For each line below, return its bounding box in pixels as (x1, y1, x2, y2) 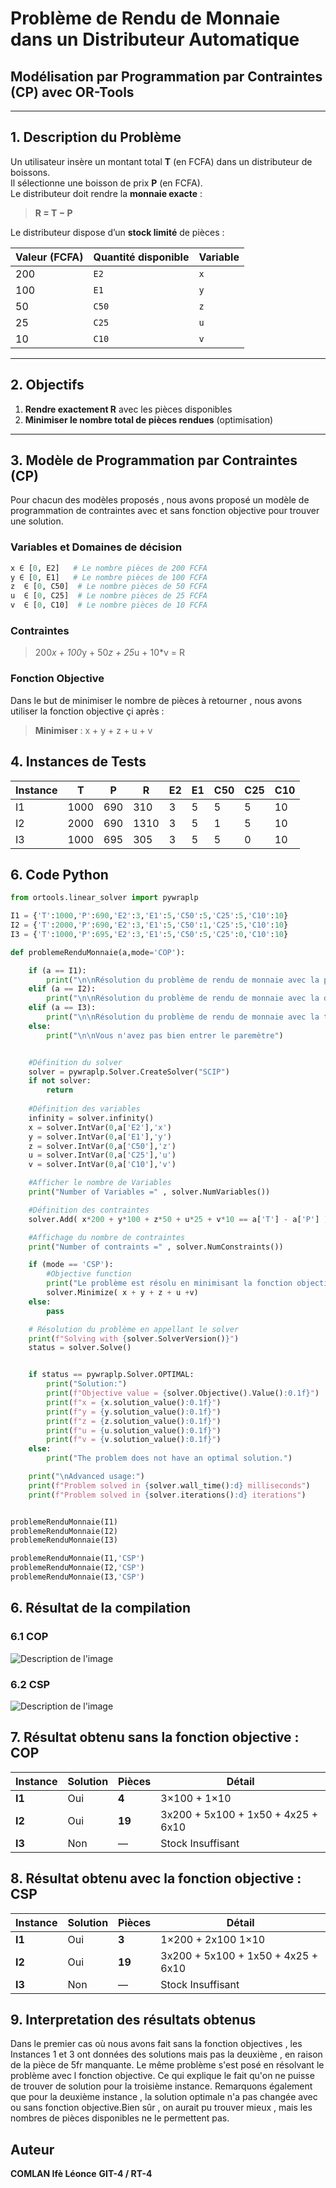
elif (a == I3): (28, 1003, 97, 1013)
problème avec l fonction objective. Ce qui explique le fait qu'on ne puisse (10, 2070, 315, 2082)
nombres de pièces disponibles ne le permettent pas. (10, 2112, 230, 2124)
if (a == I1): (28, 965, 87, 976)
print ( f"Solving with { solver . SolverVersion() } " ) (28, 1333, 240, 1344)
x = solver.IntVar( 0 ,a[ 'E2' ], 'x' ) (28, 1122, 172, 1132)
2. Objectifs (10, 377, 85, 394)
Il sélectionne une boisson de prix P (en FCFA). (10, 177, 203, 189)
